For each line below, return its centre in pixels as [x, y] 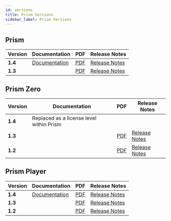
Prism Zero [23, 89]
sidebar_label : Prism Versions [38, 19]
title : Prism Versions [29, 15]
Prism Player [26, 172]
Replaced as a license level [64, 118]
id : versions [19, 10]
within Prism [47, 124]
